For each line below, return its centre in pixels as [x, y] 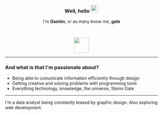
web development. [24, 107]
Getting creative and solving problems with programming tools [74, 83]
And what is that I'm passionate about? [52, 67]
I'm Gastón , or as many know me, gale [81, 21]
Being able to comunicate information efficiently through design [76, 78]
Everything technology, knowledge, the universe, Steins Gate [73, 88]
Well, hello [77, 11]
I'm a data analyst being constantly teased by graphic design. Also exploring [81, 102]
